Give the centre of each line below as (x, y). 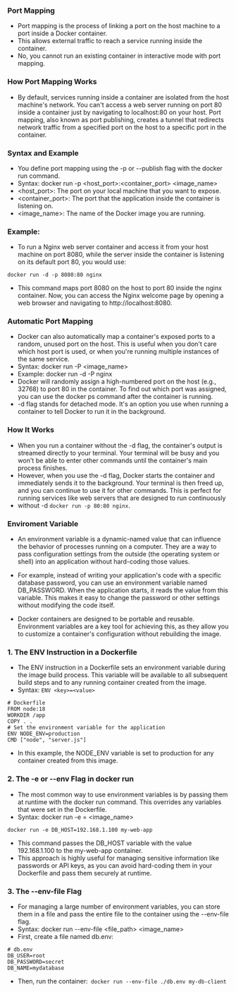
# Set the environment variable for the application (86, 728)
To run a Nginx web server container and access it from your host (113, 247)
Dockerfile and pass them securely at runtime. (85, 873)
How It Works (31, 430)
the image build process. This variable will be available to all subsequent (122, 675)
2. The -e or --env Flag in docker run (70, 779)
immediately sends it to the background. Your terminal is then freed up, (120, 483)
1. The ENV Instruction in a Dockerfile (72, 652)
